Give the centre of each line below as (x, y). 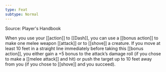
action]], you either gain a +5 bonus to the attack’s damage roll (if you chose (83, 54)
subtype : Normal (22, 14)
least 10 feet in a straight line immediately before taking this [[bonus (74, 48)
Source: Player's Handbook (33, 28)
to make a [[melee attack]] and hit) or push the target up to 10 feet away (79, 59)
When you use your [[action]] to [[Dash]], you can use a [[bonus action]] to (82, 38)
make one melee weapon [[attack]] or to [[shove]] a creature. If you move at (83, 43)
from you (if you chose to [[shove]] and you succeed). (60, 64)
